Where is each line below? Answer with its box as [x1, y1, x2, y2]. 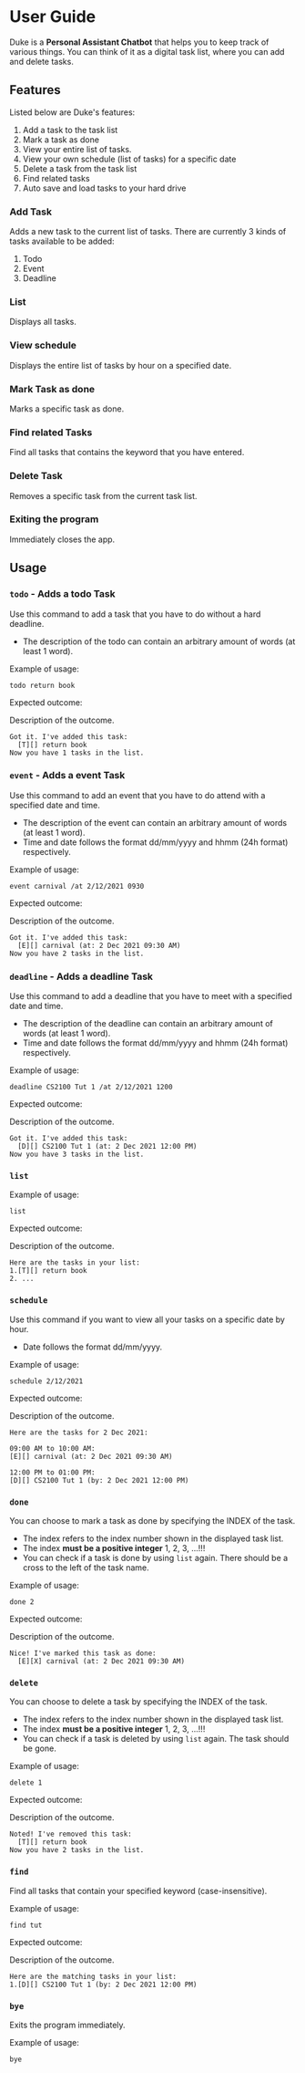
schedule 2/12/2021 [9, 1376, 84, 1386]
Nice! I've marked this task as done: [9, 1649, 157, 1658]
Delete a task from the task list [22, 162, 137, 174]
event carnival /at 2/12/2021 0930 [9, 881, 145, 891]
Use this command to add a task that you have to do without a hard [9, 609, 261, 620]
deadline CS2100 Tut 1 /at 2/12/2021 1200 [9, 1083, 173, 1092]
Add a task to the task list [22, 124, 118, 135]
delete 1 [9, 1778, 43, 1787]
